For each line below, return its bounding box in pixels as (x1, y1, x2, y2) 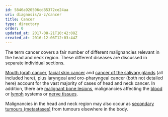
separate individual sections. (5, 60, 65, 66)
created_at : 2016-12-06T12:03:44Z (5, 36, 78, 41)
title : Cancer (5, 17, 35, 22)
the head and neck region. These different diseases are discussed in (5, 54, 147, 60)
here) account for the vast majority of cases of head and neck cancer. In (5, 80, 155, 86)
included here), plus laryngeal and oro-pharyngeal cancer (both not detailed (5, 75, 163, 81)
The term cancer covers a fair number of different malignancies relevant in (5, 49, 160, 55)
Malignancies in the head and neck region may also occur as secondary (5, 100, 154, 106)
